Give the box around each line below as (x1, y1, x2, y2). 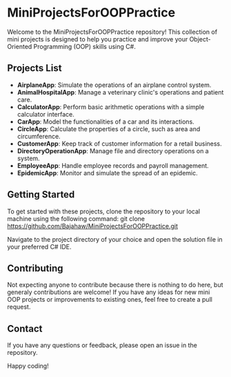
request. (7, 302, 31, 311)
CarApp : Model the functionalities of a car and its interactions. (17, 117, 194, 126)
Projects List (7, 62, 62, 74)
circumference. (17, 132, 61, 140)
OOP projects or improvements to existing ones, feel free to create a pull (7, 296, 212, 304)
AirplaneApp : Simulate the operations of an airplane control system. (17, 81, 212, 89)
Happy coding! (7, 362, 50, 370)
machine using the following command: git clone (7, 214, 145, 222)
